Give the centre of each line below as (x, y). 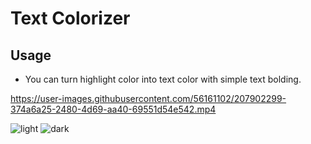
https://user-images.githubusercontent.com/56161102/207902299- (148, 98)
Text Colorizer (70, 18)
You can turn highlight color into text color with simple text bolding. (163, 79)
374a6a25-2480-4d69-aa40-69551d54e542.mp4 (113, 109)
